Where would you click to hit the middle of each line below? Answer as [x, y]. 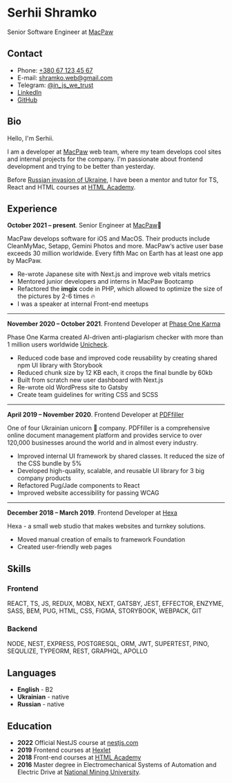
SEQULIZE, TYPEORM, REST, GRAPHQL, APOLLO [78, 651]
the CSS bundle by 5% [49, 463]
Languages [32, 673]
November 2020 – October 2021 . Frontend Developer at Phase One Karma [114, 324]
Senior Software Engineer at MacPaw [60, 32]
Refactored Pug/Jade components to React [78, 486]
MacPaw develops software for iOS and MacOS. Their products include [109, 239]
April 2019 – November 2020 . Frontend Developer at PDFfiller [96, 415]
